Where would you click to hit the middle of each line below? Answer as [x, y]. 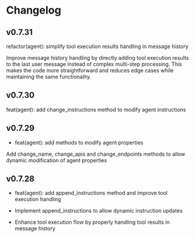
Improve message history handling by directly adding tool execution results [97, 58]
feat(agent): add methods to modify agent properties [79, 142]
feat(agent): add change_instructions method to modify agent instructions [96, 110]
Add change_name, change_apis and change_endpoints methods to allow [96, 154]
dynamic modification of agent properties [57, 160]
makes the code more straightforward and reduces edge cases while [90, 70]
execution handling [38, 200]
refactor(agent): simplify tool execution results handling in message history [97, 46]
